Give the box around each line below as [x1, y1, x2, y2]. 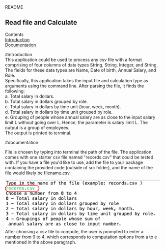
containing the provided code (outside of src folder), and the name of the [5, 164, 153, 170]
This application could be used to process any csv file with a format [5, 57, 142, 62]
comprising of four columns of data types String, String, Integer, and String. [5, 62, 158, 68]
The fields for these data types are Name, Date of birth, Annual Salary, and [5, 67, 156, 73]
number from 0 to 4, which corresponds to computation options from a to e [5, 234, 157, 240]
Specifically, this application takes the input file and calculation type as [5, 77, 148, 83]
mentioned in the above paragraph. [5, 239, 77, 245]
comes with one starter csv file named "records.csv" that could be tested [5, 154, 154, 160]
